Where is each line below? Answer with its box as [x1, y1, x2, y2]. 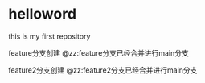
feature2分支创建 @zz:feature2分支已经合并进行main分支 [8, 65, 198, 75]
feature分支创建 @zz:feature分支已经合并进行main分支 [8, 48, 189, 57]
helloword [8, 5, 77, 23]
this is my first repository [8, 31, 91, 41]
